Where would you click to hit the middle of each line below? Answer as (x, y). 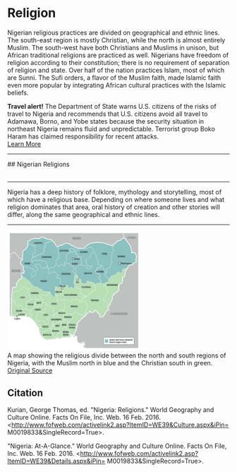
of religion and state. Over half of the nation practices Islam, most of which (116, 70)
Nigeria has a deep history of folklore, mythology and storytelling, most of (115, 191)
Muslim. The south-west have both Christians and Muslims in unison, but (113, 47)
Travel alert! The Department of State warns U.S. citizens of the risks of (112, 106)
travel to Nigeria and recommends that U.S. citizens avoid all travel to (108, 114)
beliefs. (18, 93)
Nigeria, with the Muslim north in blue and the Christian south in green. (110, 363)
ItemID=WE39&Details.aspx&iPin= (56, 461)
